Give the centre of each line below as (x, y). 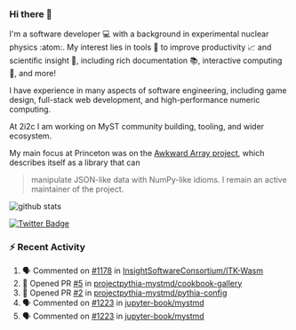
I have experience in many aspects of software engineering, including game (148, 90)
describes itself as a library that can (75, 162)
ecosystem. (31, 136)
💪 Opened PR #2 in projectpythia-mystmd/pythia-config (124, 293)
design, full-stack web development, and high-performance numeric (135, 100)
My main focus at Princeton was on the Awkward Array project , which (137, 153)
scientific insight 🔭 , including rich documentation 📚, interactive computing (146, 60)
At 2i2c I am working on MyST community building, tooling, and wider (137, 127)
